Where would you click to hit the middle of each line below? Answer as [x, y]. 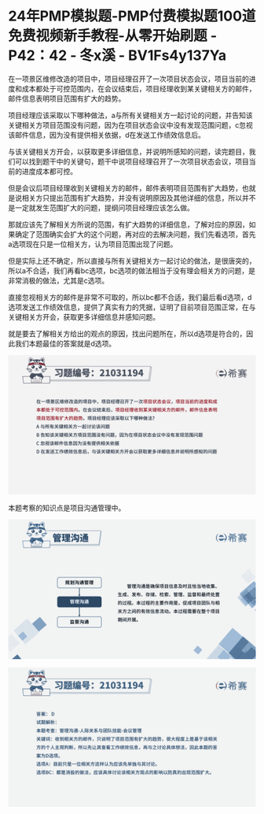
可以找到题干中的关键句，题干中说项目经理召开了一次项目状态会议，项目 [132, 161]
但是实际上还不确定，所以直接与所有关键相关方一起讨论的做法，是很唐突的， [132, 261]
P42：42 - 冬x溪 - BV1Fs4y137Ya [117, 55]
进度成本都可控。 [49, 171]
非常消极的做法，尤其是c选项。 [58, 280]
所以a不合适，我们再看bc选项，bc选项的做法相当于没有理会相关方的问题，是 [132, 270]
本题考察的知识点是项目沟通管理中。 [67, 508]
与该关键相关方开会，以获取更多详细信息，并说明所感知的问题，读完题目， [128, 151]
